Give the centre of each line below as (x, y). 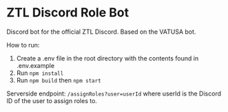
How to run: (23, 45)
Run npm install (40, 73)
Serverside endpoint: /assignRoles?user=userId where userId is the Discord (114, 93)
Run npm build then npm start (59, 80)
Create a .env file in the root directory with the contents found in (107, 58)
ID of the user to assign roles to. (52, 100)
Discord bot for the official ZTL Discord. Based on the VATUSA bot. (101, 32)
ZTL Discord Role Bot (68, 13)
